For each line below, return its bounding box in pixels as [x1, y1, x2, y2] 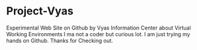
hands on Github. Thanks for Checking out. [6, 37, 113, 44]
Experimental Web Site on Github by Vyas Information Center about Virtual [6, 24, 191, 31]
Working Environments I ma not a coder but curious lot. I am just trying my [6, 30, 190, 37]
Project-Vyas [6, 4, 73, 18]
